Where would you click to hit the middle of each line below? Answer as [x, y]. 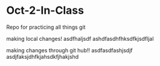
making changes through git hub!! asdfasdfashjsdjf [69, 50]
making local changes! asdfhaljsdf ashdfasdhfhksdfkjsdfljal [80, 38]
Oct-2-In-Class [45, 10]
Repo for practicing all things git [46, 27]
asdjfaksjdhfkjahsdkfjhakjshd [43, 56]
